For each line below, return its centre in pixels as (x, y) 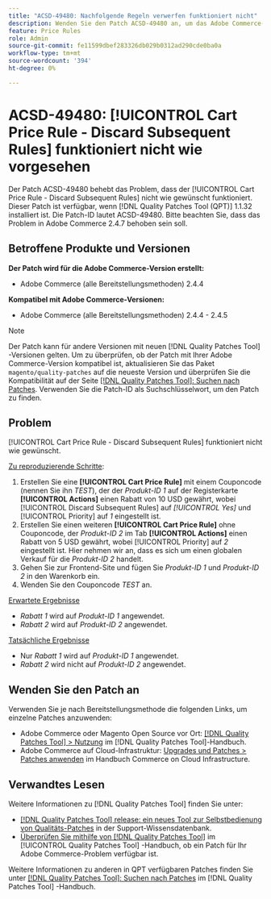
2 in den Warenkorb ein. (60, 576)
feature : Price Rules (45, 31)
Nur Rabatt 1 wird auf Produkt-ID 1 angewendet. (99, 656)
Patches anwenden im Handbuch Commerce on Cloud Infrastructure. (135, 760)
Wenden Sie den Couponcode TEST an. (86, 585)
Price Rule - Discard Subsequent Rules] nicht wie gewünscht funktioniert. (130, 198)
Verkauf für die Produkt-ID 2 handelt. (81, 559)
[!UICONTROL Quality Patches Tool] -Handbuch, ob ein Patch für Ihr (133, 845)
